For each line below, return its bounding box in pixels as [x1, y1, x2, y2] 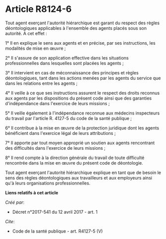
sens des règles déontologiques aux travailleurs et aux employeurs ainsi [5, 175, 153, 180]
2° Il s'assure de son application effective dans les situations [5, 55, 129, 60]
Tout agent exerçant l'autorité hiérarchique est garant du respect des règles [5, 20, 160, 26]
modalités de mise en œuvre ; [5, 45, 66, 51]
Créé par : [5, 199, 25, 205]
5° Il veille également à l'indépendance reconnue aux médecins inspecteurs [5, 110, 160, 116]
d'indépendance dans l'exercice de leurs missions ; [5, 100, 110, 106]
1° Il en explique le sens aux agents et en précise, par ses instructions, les [5, 40, 156, 46]
